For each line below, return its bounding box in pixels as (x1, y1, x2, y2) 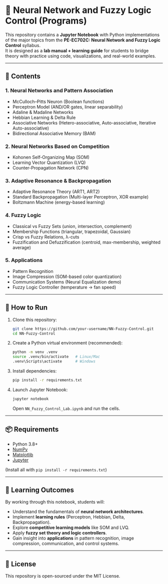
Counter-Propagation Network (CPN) (12, 164, 89, 170)
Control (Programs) (5, 15, 87, 26)
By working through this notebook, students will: (5, 499, 105, 505)
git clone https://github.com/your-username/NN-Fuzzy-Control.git (12, 326, 154, 331)
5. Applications (5, 257, 43, 264)
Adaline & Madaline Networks (12, 109, 73, 115)
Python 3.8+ (12, 441, 38, 447)
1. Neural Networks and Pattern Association (5, 87, 113, 94)
